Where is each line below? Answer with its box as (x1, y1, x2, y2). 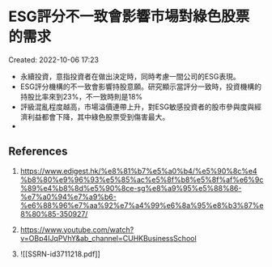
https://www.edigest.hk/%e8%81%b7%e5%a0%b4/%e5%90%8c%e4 (19, 166, 257, 176)
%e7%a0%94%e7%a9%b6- (19, 192, 117, 201)
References (8, 145, 68, 159)
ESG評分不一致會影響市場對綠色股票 (8, 7, 250, 26)
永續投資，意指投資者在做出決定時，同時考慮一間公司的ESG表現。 (19, 71, 240, 81)
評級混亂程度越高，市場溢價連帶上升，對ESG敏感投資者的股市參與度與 (19, 102, 255, 112)
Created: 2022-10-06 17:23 (8, 54, 100, 65)
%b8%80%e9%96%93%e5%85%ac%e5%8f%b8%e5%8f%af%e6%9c (19, 175, 264, 184)
